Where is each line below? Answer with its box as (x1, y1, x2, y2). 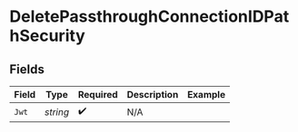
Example (187, 89, 225, 100)
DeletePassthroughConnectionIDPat (9, 6, 290, 27)
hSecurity (9, 25, 86, 46)
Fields (9, 61, 45, 77)
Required (77, 89, 118, 100)
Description (126, 89, 179, 100)
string (44, 106, 70, 118)
